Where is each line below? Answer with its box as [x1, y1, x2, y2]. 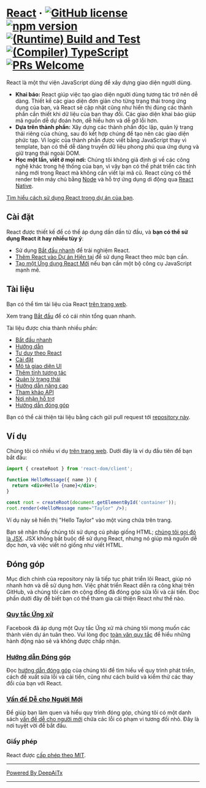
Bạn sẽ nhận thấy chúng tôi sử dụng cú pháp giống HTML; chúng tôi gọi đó [6, 528, 196, 535]
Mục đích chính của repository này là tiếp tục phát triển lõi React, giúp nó [6, 575, 192, 583]
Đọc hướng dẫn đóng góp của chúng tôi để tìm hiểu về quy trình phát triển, [6, 667, 195, 674]
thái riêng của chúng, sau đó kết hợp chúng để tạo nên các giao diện [15, 130, 189, 137]
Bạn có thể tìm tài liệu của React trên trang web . [6, 300, 128, 307]
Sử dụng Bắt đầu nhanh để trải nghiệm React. [15, 246, 131, 254]
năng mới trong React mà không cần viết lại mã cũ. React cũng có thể [15, 169, 191, 176]
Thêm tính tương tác [15, 369, 67, 376]
